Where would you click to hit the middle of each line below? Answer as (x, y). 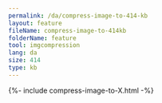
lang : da (23, 53)
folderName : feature (43, 38)
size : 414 (25, 61)
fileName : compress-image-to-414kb (67, 30)
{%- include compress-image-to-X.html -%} (81, 90)
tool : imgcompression (44, 46)
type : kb (23, 68)
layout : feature (35, 23)
